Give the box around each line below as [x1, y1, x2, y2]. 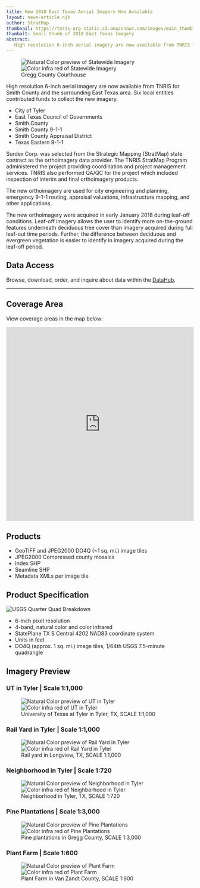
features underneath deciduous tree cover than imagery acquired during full [6, 224, 193, 231]
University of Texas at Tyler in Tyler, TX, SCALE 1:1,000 [21, 710, 156, 717]
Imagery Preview [6, 666, 70, 676]
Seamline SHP [14, 566, 50, 573]
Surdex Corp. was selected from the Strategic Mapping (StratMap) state [6, 150, 183, 157]
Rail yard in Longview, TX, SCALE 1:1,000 [21, 751, 121, 758]
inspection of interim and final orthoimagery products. [6, 175, 139, 183]
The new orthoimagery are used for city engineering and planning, [6, 187, 170, 194]
